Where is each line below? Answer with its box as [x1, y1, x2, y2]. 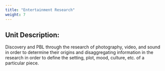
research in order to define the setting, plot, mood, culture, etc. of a [5, 55, 144, 61]
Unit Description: [5, 31, 60, 39]
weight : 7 [5, 12, 26, 17]
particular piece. [5, 60, 39, 66]
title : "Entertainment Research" [5, 7, 75, 13]
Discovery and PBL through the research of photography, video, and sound [5, 44, 160, 50]
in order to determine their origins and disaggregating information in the [5, 49, 154, 55]
